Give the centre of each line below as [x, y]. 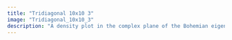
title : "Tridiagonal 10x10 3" [51, 13]
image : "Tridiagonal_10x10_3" [51, 20]
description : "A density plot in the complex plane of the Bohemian [108, 26]
